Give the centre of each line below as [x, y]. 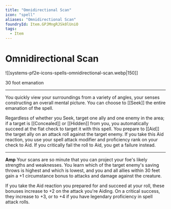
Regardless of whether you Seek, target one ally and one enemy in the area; [85, 118]
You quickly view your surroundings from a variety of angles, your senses [82, 97]
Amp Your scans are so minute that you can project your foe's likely [76, 159]
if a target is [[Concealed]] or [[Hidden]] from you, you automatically [77, 123]
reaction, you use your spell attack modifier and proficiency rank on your [81, 139]
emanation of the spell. [29, 108]
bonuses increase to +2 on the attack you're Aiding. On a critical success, [83, 191]
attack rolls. [18, 202]
